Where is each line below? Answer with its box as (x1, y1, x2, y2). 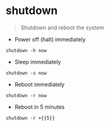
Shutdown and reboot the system (20, 24, 105, 31)
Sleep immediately (14, 58, 61, 65)
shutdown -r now (5, 92, 47, 98)
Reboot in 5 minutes (14, 103, 65, 111)
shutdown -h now (5, 47, 47, 54)
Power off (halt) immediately (14, 35, 86, 43)
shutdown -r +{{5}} (5, 115, 55, 121)
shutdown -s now (5, 70, 47, 76)
